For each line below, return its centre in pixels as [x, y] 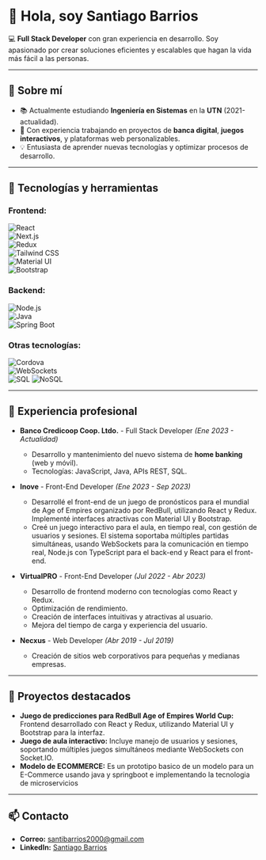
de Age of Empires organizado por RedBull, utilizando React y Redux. [144, 510]
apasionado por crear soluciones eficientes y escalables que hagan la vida [130, 50]
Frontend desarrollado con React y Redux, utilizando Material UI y [127, 724]
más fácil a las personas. [49, 58]
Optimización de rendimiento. [80, 608]
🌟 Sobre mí [35, 91]
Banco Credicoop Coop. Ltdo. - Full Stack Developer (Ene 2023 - [127, 430]
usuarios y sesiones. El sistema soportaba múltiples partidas [130, 535]
